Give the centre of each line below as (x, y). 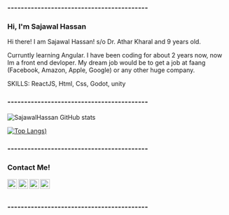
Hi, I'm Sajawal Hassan (47, 26)
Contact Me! (29, 167)
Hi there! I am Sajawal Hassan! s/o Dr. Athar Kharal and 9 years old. (104, 42)
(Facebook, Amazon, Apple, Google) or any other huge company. (101, 70)
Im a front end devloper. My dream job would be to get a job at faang (106, 63)
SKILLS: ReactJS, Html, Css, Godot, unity (67, 84)
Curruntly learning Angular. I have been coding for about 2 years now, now (115, 55)
